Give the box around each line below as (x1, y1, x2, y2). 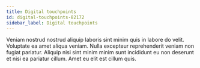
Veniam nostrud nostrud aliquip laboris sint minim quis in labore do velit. (6, 36, 184, 44)
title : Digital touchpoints (6, 8, 77, 15)
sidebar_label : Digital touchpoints (6, 20, 98, 26)
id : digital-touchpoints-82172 (6, 14, 85, 20)
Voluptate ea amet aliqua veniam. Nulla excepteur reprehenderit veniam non (6, 42, 194, 50)
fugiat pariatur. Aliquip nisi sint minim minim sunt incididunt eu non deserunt (6, 49, 194, 56)
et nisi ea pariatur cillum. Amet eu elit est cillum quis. (6, 55, 136, 63)
